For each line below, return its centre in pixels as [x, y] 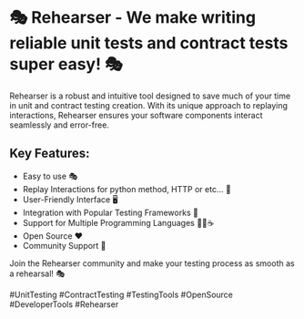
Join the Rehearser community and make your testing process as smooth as [152, 263]
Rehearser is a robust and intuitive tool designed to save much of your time [150, 96]
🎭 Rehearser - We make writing [133, 18]
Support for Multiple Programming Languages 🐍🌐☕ [118, 222]
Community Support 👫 [64, 245]
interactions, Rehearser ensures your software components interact [136, 115]
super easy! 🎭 [66, 64]
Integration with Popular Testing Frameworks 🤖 [110, 212]
